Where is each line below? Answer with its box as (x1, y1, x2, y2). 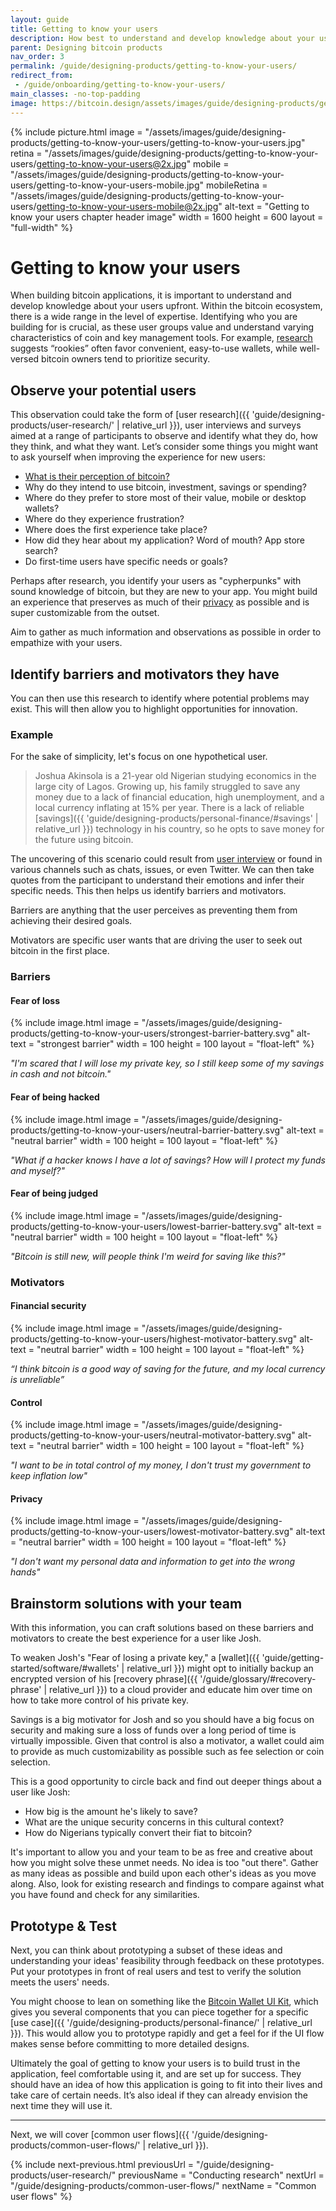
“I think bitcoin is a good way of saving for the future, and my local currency (10, 1363, 326, 1375)
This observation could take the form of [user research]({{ (10, 409, 250, 421)
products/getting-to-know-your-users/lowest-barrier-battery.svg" (10, 1220, 283, 1232)
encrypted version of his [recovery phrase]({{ (10, 1673, 198, 1685)
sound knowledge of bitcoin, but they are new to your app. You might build (10, 586, 318, 598)
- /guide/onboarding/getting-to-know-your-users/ (14, 80, 226, 90)
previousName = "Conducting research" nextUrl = (118, 2169, 325, 2181)
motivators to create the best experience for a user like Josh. (10, 1632, 262, 1645)
